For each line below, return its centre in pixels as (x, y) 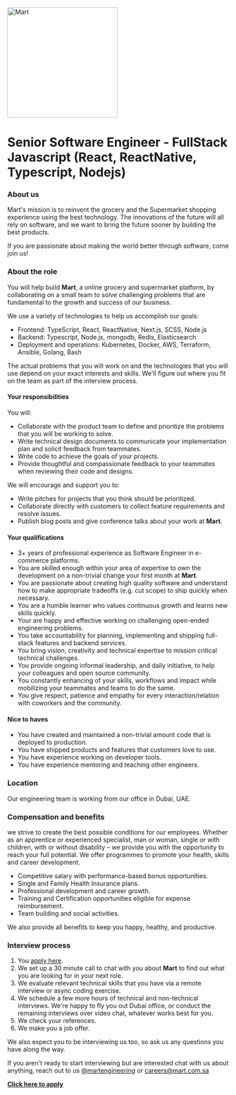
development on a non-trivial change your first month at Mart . (107, 575)
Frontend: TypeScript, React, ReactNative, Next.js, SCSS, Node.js (112, 329)
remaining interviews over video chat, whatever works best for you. (115, 1013)
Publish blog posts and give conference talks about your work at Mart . (120, 521)
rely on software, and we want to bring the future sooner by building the (112, 225)
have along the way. (36, 1049)
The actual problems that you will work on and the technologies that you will (118, 366)
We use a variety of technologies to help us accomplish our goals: (103, 316)
